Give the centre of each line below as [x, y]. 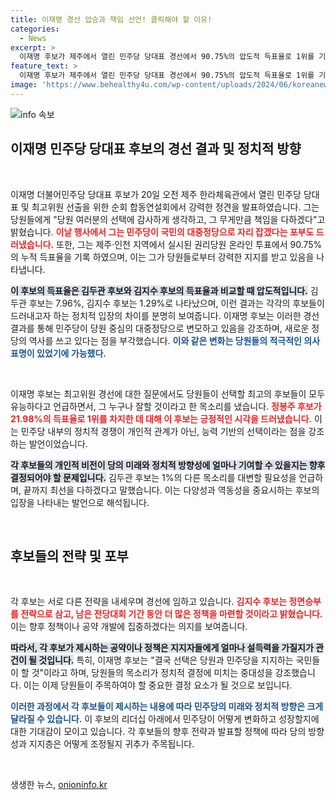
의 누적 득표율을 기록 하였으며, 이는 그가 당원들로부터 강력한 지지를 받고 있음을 [162, 257]
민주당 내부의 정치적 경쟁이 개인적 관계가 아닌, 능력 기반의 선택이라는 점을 [163, 431]
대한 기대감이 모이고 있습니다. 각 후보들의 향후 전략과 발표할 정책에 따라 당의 [158, 732]
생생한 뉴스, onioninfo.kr [59, 785]
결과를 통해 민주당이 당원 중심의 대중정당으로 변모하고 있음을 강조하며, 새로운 [160, 328]
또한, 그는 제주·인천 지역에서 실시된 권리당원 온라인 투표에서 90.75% [189, 244]
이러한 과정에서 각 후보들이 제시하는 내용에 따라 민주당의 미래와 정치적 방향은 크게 [167, 707]
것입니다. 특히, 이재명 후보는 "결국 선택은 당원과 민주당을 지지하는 [166, 660]
